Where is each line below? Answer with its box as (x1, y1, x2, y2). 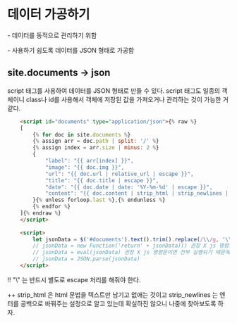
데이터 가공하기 (7, 6, 90, 23)
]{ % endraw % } (20, 210, 61, 217)
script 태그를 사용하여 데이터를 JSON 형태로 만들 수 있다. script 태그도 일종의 (7, 86, 221, 95)
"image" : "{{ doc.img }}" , (44, 163, 125, 171)
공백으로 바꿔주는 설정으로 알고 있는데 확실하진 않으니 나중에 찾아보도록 (20, 299, 217, 308)
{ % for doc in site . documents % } (32, 131, 131, 138)
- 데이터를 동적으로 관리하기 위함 (7, 31, 97, 39)
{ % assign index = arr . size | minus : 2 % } (32, 144, 159, 151)
